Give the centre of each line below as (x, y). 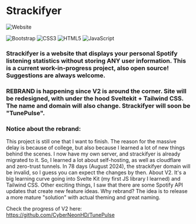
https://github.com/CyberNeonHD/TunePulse (61, 215)
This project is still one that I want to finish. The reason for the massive (91, 142)
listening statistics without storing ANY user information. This (96, 61)
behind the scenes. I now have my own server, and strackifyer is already (93, 154)
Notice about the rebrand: (44, 129)
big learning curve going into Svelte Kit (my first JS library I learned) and (93, 179)
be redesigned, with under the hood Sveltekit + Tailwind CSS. (95, 98)
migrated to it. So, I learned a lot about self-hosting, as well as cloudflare (94, 160)
